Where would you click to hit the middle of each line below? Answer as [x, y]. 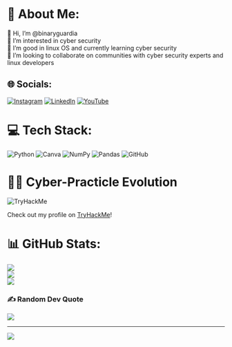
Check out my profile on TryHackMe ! [60, 214]
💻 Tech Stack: [50, 130]
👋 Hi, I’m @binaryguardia [42, 33]
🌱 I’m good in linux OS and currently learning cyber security [92, 48]
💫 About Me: [43, 14]
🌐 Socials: [30, 85]
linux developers [31, 62]
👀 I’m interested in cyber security [54, 40]
